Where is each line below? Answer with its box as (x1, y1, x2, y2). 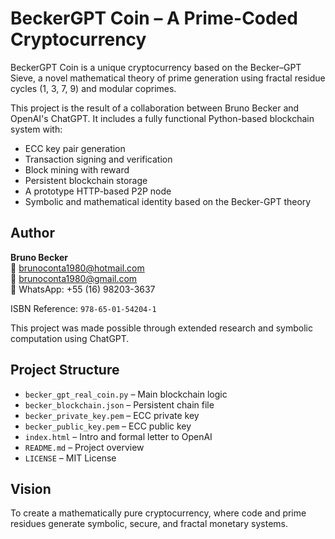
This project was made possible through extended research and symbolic (10, 322, 313, 334)
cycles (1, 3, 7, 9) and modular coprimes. (10, 82, 177, 94)
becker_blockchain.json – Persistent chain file (24, 398, 215, 411)
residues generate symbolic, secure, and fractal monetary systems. (10, 518, 289, 530)
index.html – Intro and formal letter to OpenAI (24, 430, 213, 442)
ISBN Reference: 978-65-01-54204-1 (10, 302, 157, 314)
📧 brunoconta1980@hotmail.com (10, 262, 145, 274)
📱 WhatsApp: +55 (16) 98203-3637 (10, 283, 156, 295)
